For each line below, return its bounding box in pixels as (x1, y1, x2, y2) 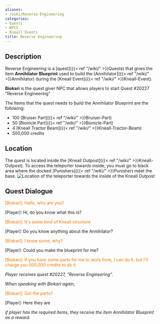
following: (5, 105, 25, 111)
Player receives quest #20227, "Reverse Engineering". (5, 272, 113, 278)
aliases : (5, 7, 23, 12)
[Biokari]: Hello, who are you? (5, 200, 64, 206)
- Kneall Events (5, 30, 38, 35)
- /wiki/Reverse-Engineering (5, 12, 64, 17)
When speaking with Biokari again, (5, 281, 75, 287)
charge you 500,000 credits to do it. (5, 262, 77, 268)
